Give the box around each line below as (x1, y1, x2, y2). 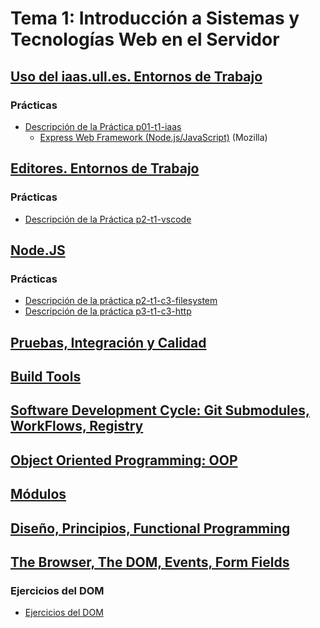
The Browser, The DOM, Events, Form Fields (10, 553, 290, 571)
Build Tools (10, 368, 82, 386)
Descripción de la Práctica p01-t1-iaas (24, 120, 182, 132)
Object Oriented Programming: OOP (10, 452, 238, 469)
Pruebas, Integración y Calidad (10, 334, 207, 351)
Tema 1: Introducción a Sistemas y (10, 7, 300, 30)
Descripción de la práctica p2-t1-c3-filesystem (24, 295, 218, 307)
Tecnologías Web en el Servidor (10, 28, 280, 51)
